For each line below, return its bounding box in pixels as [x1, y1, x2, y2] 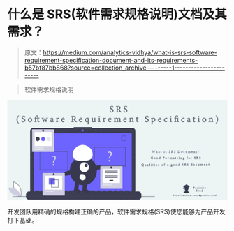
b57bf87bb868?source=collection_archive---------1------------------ [24, 64, 226, 72]
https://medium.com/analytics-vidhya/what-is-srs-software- [43, 48, 218, 57]
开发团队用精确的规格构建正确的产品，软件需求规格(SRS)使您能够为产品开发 [7, 207, 226, 216]
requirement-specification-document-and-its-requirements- [24, 56, 198, 64]
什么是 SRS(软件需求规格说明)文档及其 [7, 6, 227, 22]
